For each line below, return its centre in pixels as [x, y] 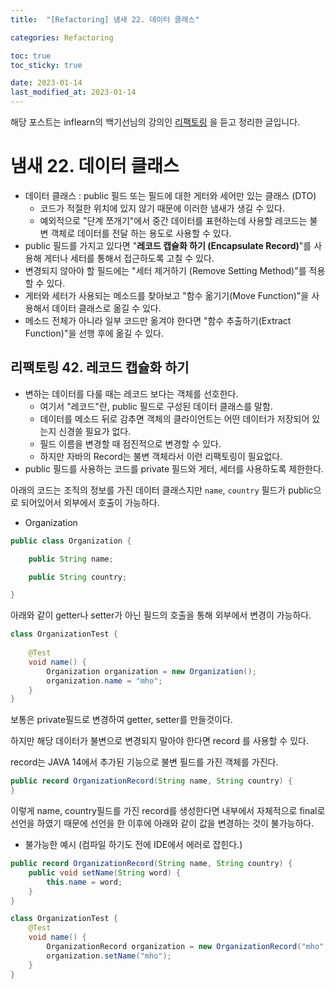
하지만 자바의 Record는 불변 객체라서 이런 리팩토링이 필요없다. [161, 456]
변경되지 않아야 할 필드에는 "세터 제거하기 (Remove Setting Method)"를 [165, 270]
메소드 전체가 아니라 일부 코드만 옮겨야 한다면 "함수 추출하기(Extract [158, 320]
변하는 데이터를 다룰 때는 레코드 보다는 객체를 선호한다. [131, 393]
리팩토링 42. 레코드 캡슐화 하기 [100, 367]
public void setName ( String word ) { [105, 872]
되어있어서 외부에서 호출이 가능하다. [90, 502]
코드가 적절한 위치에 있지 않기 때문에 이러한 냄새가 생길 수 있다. [162, 208]
